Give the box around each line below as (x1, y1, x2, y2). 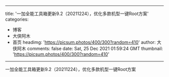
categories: (5, 16, 29, 22)
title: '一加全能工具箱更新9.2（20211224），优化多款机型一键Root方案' (5, 11, 149, 17)
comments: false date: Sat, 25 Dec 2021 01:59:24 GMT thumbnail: (27, 46, 163, 51)
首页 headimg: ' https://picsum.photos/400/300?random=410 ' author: (12, 39, 156, 45)
